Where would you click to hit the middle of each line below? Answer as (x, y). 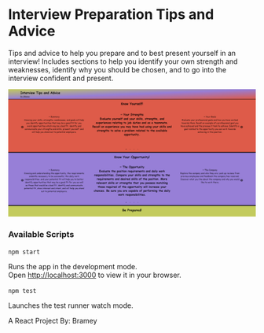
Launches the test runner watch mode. (71, 305)
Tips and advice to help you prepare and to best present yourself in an (122, 53)
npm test (22, 291)
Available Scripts (41, 234)
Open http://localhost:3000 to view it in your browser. (95, 275)
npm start (24, 252)
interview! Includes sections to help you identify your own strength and (123, 61)
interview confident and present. (61, 78)
